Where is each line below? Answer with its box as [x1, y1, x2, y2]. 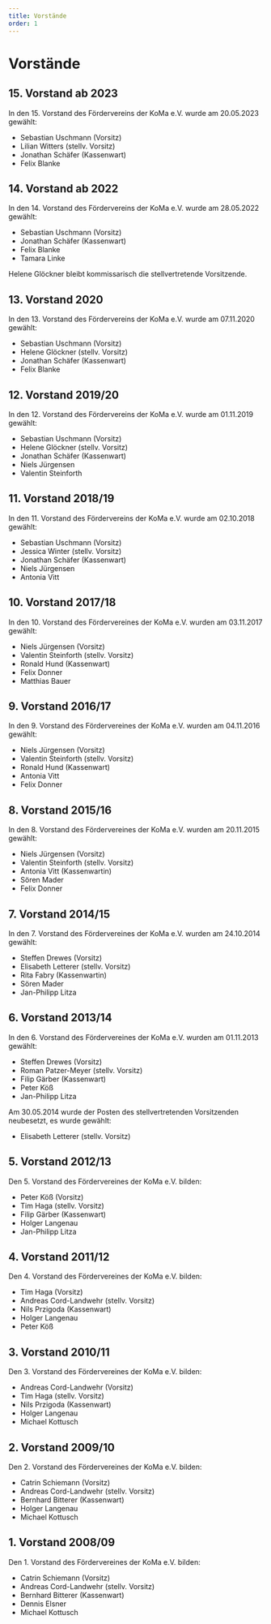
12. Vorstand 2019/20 [8, 388, 120, 402]
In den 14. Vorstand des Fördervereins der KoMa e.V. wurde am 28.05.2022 [8, 204, 260, 213]
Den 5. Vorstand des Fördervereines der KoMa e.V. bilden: [8, 1176, 202, 1186]
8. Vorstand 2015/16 [8, 803, 112, 817]
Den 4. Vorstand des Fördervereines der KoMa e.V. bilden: [8, 1271, 202, 1282]
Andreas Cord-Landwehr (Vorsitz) [19, 1382, 133, 1392]
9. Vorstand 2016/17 [8, 699, 112, 713]
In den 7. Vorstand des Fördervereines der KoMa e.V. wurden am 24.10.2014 [8, 929, 260, 938]
